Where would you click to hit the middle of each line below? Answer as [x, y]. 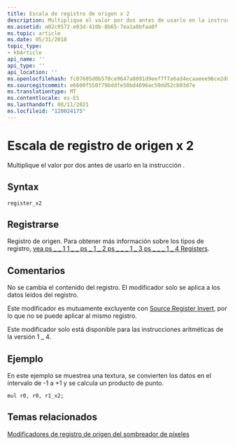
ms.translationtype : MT [42, 92]
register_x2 [24, 203]
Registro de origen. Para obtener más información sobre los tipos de [106, 241]
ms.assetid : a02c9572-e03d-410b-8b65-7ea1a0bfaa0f [83, 27]
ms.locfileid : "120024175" [47, 111]
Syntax [23, 187]
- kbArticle [24, 53]
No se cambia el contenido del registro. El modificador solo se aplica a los [114, 288]
